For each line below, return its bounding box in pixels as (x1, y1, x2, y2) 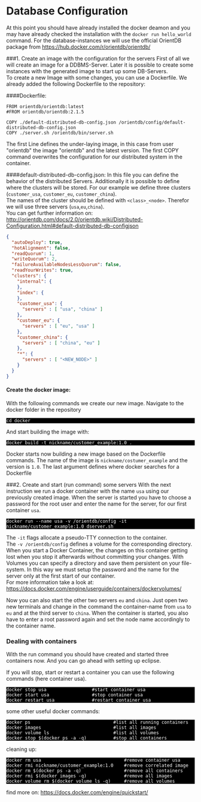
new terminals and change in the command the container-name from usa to (6, 603, 191, 610)
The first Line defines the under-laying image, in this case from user (6, 140, 174, 148)
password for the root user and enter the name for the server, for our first (6, 500, 187, 507)
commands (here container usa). (6, 675, 87, 683)
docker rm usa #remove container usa (6, 758, 181, 764)
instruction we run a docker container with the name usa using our (6, 487, 169, 495)
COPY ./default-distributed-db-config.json (6, 119, 117, 125)
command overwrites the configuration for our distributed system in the (6, 153, 182, 160)
